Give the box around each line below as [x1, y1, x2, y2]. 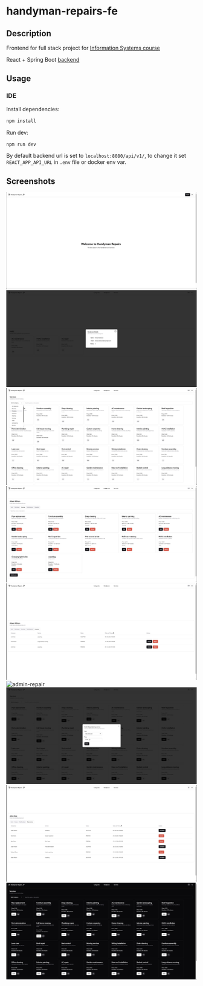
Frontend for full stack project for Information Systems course [6, 44, 160, 51]
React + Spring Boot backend [6, 56, 80, 63]
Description [6, 28, 51, 39]
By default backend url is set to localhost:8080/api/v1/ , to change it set [6, 152, 186, 160]
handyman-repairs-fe [6, 4, 118, 18]
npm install [6, 118, 36, 124]
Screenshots [6, 176, 56, 186]
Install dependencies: [6, 105, 60, 112]
